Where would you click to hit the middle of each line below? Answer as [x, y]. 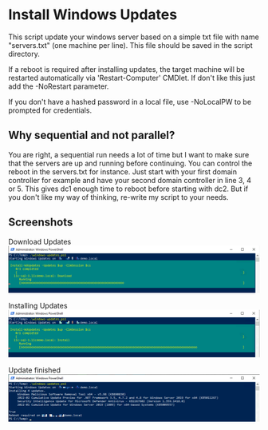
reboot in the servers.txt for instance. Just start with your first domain [123, 171]
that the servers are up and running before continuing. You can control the [130, 163]
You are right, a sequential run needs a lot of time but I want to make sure [129, 154]
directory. [24, 54]
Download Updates [40, 241]
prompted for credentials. [50, 110]
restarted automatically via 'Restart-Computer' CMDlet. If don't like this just [132, 78]
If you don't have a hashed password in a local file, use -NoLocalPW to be [130, 102]
